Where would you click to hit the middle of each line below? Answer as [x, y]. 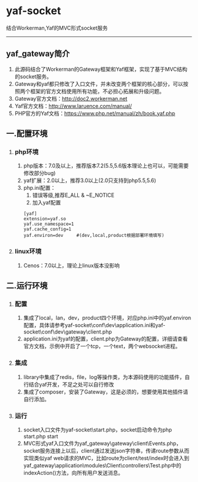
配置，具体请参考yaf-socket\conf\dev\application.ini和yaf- [94, 325]
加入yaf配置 [47, 203]
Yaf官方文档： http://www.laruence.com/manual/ [73, 106]
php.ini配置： [39, 188]
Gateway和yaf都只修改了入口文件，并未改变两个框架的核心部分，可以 [99, 84]
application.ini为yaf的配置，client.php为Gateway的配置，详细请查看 [105, 339]
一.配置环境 [27, 134]
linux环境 [28, 252]
